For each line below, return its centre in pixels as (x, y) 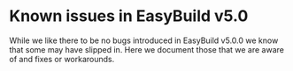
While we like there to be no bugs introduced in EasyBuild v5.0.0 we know (144, 40)
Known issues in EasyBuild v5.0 (129, 16)
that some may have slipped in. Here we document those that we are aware (147, 49)
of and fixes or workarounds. (62, 59)
